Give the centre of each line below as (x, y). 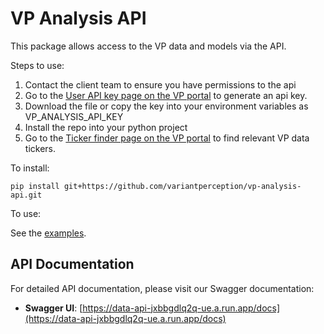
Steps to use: (37, 65)
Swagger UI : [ (53, 308)
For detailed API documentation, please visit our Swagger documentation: (162, 288)
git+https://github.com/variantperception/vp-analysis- (182, 186)
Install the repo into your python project (106, 127)
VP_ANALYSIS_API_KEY (74, 116)
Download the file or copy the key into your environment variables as (166, 106)
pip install (35, 186)
